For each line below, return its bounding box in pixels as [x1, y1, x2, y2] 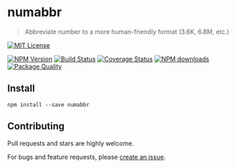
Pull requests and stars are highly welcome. [7, 138, 134, 148]
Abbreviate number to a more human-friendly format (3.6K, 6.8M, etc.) [24, 27, 230, 36]
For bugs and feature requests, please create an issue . [7, 153, 166, 161]
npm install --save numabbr [7, 101, 90, 108]
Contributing [7, 120, 65, 132]
